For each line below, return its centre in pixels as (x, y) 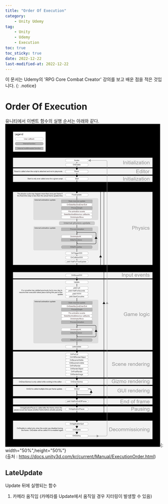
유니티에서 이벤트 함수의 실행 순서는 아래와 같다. (52, 121)
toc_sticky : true (23, 53)
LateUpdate (24, 472)
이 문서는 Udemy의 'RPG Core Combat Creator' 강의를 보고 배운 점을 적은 (79, 79)
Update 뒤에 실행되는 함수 (31, 486)
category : (16, 16)
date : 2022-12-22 (23, 59)
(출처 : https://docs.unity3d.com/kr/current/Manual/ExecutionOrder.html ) (81, 457)
